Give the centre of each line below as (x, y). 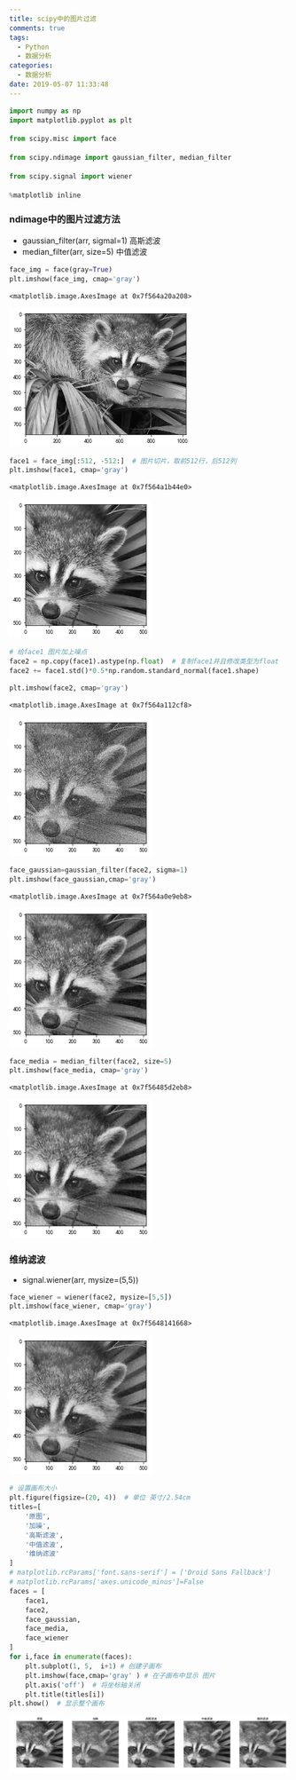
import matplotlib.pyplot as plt (71, 120)
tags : (19, 37)
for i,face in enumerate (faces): (71, 1657)
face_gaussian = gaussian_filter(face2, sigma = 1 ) (99, 870)
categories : (31, 66)
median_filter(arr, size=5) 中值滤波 (85, 251)
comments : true (37, 28)
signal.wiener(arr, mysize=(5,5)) (80, 1279)
